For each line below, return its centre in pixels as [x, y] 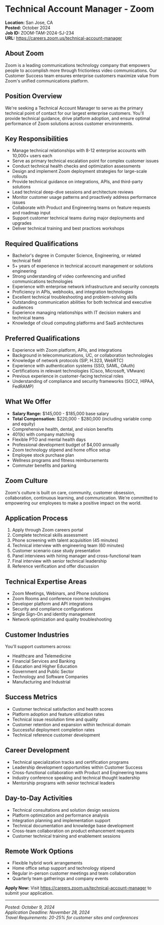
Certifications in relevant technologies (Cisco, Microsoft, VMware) [79, 371]
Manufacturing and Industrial [41, 682]
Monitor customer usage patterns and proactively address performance [84, 197]
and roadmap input [31, 213]
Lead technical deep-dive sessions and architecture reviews [73, 192]
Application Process [37, 518]
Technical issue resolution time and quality [55, 719]
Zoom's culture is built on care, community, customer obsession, [70, 492]
